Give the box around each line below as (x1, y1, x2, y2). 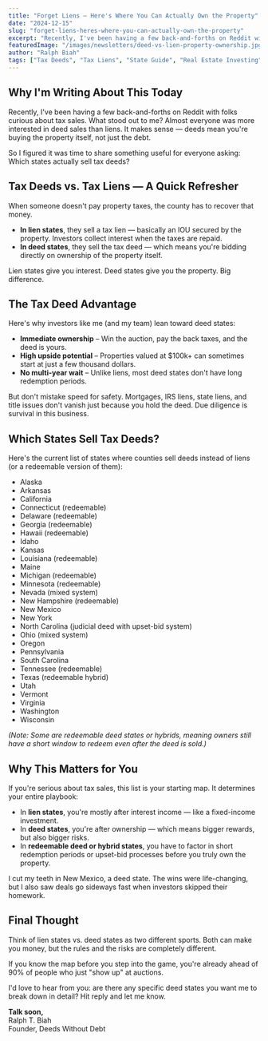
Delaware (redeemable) (19, 511, 98, 521)
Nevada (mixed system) (19, 588, 98, 598)
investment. (19, 816, 59, 825)
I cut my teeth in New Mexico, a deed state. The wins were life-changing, (8, 873, 249, 883)
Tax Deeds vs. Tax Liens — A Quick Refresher (8, 180, 239, 193)
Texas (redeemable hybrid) (19, 673, 109, 682)
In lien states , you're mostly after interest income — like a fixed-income (19, 807, 256, 817)
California (19, 495, 52, 504)
